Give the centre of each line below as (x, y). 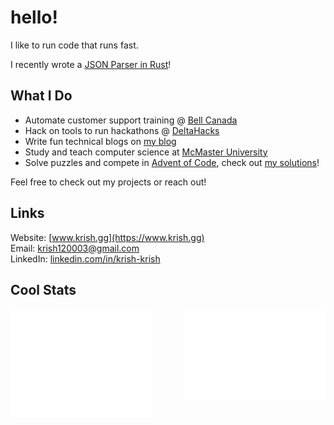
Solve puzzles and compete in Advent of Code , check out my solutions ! (172, 162)
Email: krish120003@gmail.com (75, 248)
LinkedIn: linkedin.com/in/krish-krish (85, 258)
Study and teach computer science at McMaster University (146, 152)
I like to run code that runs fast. (74, 45)
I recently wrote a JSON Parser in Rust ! (91, 64)
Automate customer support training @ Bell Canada (131, 120)
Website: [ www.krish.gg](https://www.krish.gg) (107, 237)
